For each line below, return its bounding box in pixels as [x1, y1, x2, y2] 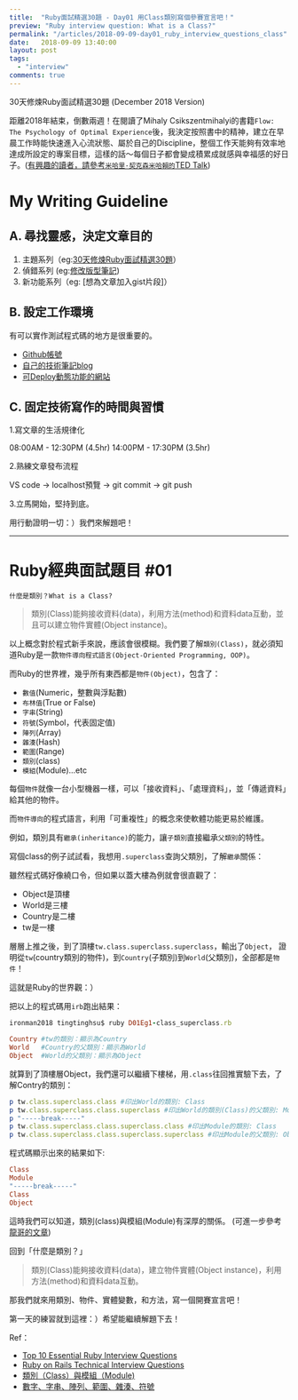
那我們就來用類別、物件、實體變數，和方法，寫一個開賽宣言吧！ [9, 1294, 242, 1305]
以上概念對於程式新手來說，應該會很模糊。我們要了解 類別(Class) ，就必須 [9, 639, 276, 649]
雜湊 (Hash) [21, 736, 60, 747]
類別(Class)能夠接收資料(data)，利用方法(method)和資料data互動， [30, 609, 277, 619]
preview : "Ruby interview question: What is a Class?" [9, 21, 216, 30]
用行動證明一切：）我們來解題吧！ [9, 517, 134, 529]
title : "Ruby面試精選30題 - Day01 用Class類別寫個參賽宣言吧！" [9, 12, 235, 22]
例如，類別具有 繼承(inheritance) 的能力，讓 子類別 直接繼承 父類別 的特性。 [9, 832, 270, 843]
